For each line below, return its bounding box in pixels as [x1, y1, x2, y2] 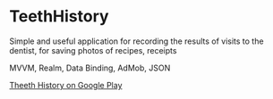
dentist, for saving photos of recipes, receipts [9, 45, 177, 55]
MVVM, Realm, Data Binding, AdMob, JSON [9, 62, 171, 73]
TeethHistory [9, 6, 109, 27]
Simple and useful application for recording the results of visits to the [9, 36, 264, 46]
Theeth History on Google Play [9, 79, 123, 90]
